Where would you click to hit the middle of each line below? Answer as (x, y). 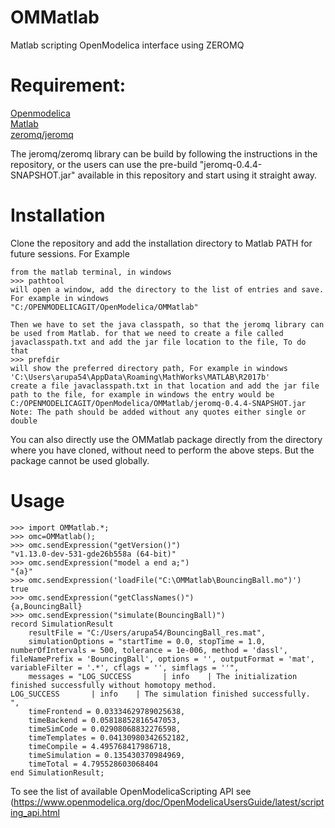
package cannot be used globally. (80, 460)
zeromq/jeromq (42, 134)
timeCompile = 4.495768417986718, (100, 746)
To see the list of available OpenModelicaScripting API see (131, 791)
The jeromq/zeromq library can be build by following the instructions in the (164, 153)
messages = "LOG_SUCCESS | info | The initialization (163, 676)
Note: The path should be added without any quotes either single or (158, 412)
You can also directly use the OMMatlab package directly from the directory (166, 439)
